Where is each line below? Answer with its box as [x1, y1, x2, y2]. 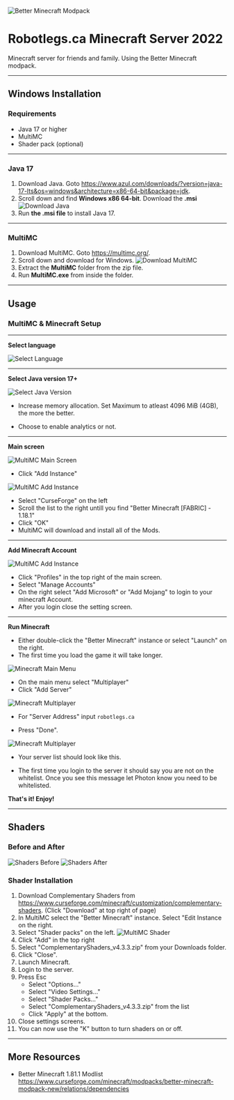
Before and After [8, 842, 65, 852]
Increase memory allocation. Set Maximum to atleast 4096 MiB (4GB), [17, 401, 219, 410]
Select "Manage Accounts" [17, 580, 96, 589]
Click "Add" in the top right [17, 936, 95, 944]
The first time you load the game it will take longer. [17, 651, 163, 659]
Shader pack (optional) [17, 139, 84, 148]
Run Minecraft [8, 622, 50, 630]
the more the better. [17, 408, 75, 417]
